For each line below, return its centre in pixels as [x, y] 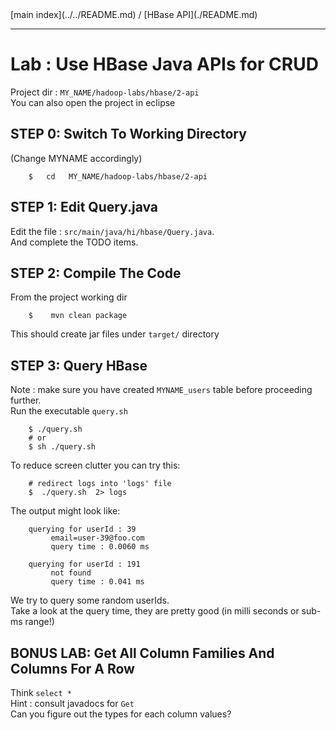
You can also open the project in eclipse [93, 102]
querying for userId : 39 [82, 529]
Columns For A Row [72, 668]
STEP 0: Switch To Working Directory [128, 134]
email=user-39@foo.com [97, 538]
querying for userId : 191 [84, 564]
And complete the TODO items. [74, 242]
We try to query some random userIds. [90, 600]
